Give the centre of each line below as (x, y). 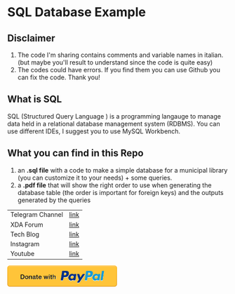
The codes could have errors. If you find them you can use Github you (119, 70)
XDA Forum (27, 225)
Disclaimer (31, 38)
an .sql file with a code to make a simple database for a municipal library (122, 170)
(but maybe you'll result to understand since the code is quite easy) (115, 62)
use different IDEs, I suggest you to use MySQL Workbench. (94, 131)
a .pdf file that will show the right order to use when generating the (114, 185)
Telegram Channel (36, 215)
